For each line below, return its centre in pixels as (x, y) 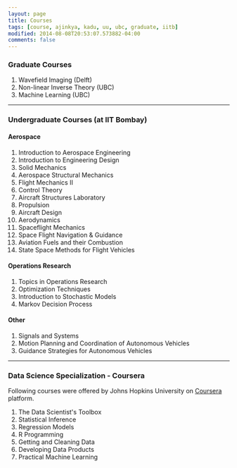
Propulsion (34, 204)
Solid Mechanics (42, 167)
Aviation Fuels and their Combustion (71, 242)
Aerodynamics (39, 220)
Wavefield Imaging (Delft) (55, 80)
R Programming (41, 435)
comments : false (32, 40)
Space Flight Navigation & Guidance (70, 235)
